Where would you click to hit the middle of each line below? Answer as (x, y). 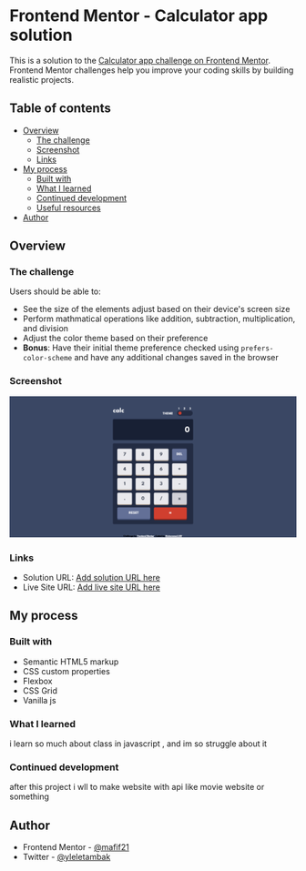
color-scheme (47, 359)
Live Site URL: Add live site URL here (92, 587)
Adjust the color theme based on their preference (115, 339)
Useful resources (69, 208)
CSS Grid (40, 690)
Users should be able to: (56, 291)
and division (46, 329)
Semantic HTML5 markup (71, 662)
